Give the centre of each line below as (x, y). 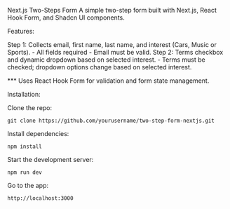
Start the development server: (50, 160)
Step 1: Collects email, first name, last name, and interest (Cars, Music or (112, 45)
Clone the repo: (30, 108)
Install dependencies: (38, 134)
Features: (21, 31)
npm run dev (25, 173)
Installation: (24, 94)
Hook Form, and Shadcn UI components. (66, 18)
